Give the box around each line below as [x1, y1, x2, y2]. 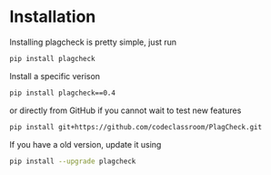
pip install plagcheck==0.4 [9, 88, 116, 98]
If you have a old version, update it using [9, 139, 162, 149]
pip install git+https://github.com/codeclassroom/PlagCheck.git [9, 122, 262, 131]
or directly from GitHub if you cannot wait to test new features [9, 105, 242, 116]
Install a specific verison [9, 70, 101, 81]
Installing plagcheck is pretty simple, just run [9, 36, 177, 47]
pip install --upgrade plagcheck [9, 157, 136, 166]
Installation [9, 6, 96, 27]
